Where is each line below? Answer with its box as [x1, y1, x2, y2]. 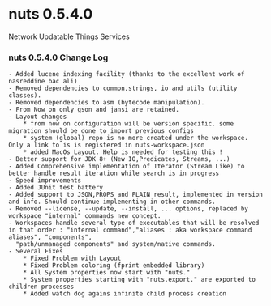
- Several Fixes [8, 248, 63, 256]
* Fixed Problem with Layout [23, 254, 122, 263]
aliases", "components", [8, 233, 92, 241]
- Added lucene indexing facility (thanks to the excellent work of [8, 70, 245, 79]
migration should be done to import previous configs [8, 127, 195, 135]
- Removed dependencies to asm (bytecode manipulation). [8, 99, 205, 107]
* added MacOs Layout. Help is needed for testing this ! [23, 148, 223, 156]
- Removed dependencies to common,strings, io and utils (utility [8, 84, 238, 93]
